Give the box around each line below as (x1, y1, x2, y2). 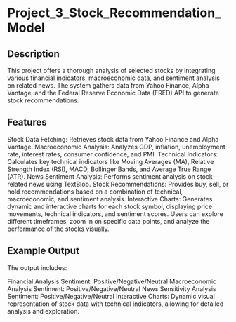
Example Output (7, 245, 79, 257)
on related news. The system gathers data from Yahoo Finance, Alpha (7, 81, 209, 89)
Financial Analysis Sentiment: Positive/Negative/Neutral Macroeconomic (7, 277, 217, 286)
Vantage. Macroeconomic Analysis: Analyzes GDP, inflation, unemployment (7, 142, 226, 151)
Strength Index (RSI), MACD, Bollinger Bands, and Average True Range (7, 165, 211, 173)
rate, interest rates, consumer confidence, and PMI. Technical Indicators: (7, 149, 218, 159)
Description (7, 48, 60, 60)
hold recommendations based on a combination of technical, (7, 187, 183, 196)
